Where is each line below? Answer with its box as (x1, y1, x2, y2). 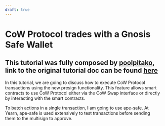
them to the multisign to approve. (5, 115, 73, 121)
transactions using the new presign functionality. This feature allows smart (5, 84, 157, 90)
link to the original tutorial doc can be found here (5, 66, 158, 75)
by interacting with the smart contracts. (5, 95, 85, 101)
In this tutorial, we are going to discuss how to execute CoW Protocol (5, 80, 146, 85)
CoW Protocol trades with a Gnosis (5, 28, 151, 40)
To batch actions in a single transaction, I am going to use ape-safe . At (5, 105, 149, 111)
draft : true (5, 7, 30, 12)
